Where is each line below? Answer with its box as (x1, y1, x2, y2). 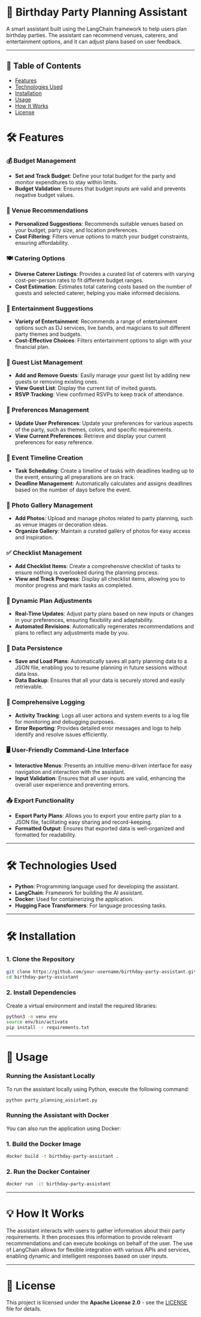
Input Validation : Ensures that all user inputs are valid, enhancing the (14, 775, 185, 782)
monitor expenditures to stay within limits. (14, 179, 118, 186)
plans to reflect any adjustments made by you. (14, 629, 129, 636)
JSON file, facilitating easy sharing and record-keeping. (14, 818, 153, 826)
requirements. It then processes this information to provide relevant (6, 1233, 172, 1241)
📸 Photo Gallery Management (6, 501, 93, 509)
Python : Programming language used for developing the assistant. (14, 883, 179, 890)
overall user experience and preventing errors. (14, 781, 130, 788)
